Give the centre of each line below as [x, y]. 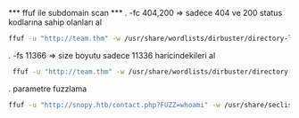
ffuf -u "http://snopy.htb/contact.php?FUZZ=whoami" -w [114, 105]
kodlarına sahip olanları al [55, 22]
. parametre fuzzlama [48, 89]
